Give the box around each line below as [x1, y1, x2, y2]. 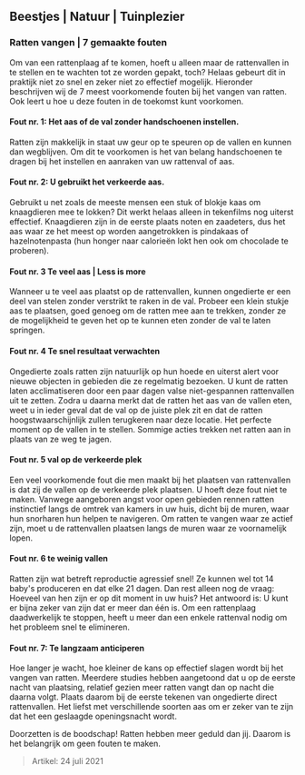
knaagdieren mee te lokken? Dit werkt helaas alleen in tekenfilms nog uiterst [9, 206, 294, 218]
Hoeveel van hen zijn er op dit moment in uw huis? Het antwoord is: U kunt [9, 592, 289, 603]
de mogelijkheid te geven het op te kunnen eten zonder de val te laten [9, 315, 271, 326]
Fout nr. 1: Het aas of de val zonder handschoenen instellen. [9, 116, 240, 127]
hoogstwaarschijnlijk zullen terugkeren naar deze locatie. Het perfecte [9, 414, 272, 425]
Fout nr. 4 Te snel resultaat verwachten [9, 345, 161, 356]
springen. [9, 324, 45, 336]
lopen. [9, 532, 34, 543]
